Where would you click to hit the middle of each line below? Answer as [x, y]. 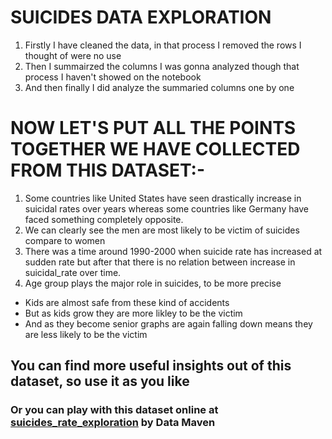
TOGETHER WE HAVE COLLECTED [155, 149]
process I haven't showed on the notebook [113, 77]
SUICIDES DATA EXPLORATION [141, 17]
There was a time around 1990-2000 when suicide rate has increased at [173, 251]
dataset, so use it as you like [100, 381]
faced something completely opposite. [104, 219]
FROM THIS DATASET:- [108, 170]
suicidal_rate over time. [73, 272]
